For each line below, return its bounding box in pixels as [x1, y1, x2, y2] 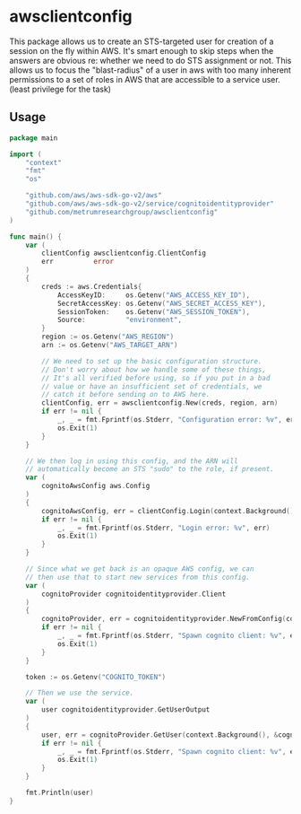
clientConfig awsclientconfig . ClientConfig [41, 249, 206, 258]
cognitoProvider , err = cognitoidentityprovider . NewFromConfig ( [41, 615, 287, 624]
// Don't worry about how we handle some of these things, [41, 365, 267, 374]
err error [41, 258, 115, 267]
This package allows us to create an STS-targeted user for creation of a [9, 36, 274, 47]
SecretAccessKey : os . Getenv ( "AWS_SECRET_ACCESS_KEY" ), [56, 299, 267, 308]
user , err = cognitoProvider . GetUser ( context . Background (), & [41, 730, 279, 740]
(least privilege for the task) [9, 83, 112, 94]
